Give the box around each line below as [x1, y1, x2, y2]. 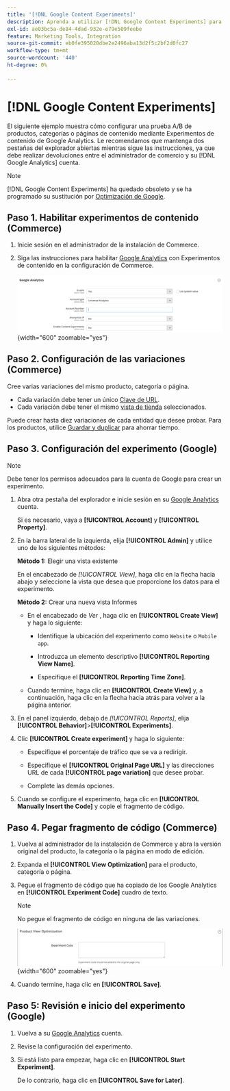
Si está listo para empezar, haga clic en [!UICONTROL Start [16, 1055, 186, 1064]
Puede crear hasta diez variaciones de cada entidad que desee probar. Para [7, 416, 222, 424]
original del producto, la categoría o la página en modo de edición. [16, 847, 205, 855]
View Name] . [37, 660, 75, 668]
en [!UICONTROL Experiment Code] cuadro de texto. [16, 888, 168, 896]
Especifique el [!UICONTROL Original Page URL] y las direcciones [27, 761, 214, 769]
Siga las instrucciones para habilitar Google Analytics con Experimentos [16, 254, 220, 262]
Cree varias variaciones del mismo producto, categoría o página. [7, 382, 190, 390]
